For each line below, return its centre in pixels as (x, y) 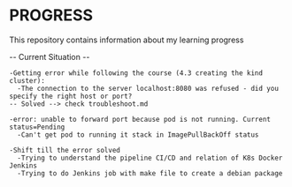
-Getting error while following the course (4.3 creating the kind (136, 73)
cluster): (27, 80)
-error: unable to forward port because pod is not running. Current (140, 119)
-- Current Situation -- (50, 56)
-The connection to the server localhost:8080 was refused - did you (148, 88)
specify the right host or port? (71, 96)
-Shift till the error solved (65, 150)
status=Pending (37, 127)
